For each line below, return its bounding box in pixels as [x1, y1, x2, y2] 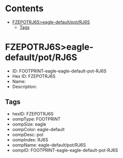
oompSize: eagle [12, 121, 47, 127]
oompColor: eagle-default [12, 126, 65, 132]
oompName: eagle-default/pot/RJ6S [12, 142, 86, 148]
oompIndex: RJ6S [12, 136, 49, 142]
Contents [5, 3, 44, 14]
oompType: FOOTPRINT [12, 116, 61, 122]
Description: [12, 84, 37, 90]
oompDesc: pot [12, 132, 44, 137]
